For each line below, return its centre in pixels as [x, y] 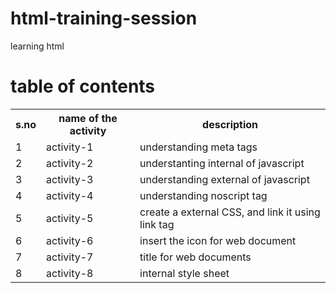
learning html [37, 46]
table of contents [83, 86]
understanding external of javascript [224, 179]
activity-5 [70, 218]
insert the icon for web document [218, 240]
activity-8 [70, 273]
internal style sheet [184, 273]
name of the [88, 118]
